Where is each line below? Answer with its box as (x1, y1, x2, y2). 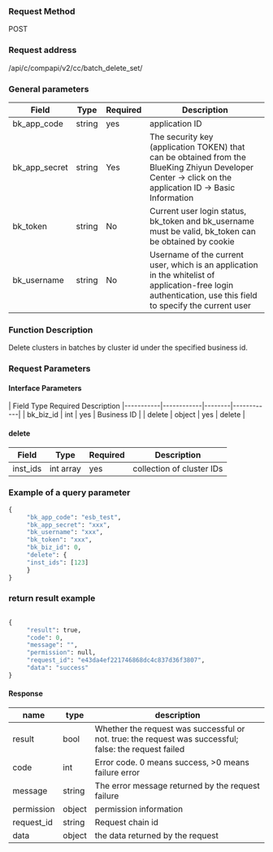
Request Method (8, 6, 76, 17)
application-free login (149, 279, 234, 290)
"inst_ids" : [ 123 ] (26, 559, 89, 567)
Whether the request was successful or (94, 724, 245, 735)
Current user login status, (149, 205, 247, 216)
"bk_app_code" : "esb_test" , (26, 513, 122, 521)
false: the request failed (94, 744, 185, 755)
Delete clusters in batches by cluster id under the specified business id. (8, 343, 248, 353)
